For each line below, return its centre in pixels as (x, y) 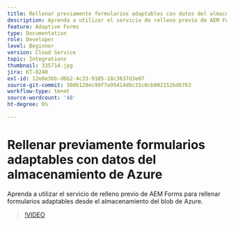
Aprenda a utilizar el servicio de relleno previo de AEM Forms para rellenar (114, 194)
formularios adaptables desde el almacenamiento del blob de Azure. (105, 201)
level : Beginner (31, 46)
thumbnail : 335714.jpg (40, 65)
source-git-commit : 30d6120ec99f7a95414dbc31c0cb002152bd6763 (99, 85)
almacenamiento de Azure (85, 174)
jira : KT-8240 (28, 72)
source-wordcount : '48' (42, 98)
